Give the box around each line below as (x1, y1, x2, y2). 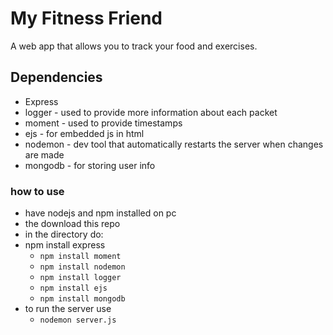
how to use (10, 184, 65, 198)
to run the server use (24, 303, 112, 315)
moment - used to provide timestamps (24, 117, 183, 129)
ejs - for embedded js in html (24, 127, 145, 139)
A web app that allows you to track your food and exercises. (10, 40, 258, 52)
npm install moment (39, 252, 122, 262)
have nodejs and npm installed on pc (24, 207, 177, 219)
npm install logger (39, 273, 122, 283)
